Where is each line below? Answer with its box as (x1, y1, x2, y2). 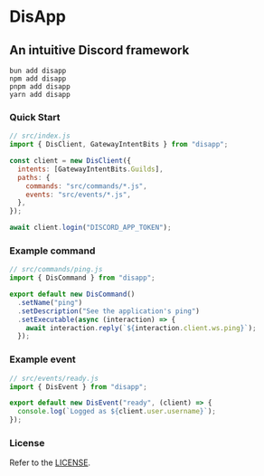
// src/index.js (9, 131, 71, 141)
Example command (9, 244, 96, 257)
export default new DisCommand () (9, 290, 136, 300)
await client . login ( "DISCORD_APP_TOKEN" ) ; (9, 224, 172, 233)
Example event (9, 353, 77, 366)
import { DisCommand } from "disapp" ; (9, 273, 156, 282)
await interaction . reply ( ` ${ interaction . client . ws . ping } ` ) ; (25, 323, 257, 332)
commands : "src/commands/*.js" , (25, 181, 147, 191)
